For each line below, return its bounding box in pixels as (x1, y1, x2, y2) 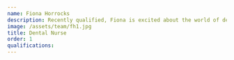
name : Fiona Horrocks (7, 10, 70, 17)
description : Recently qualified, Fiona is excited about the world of (7, 17, 219, 23)
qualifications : (7, 42, 54, 49)
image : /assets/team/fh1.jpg (7, 23, 92, 30)
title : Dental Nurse (7, 29, 68, 37)
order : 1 (7, 36, 33, 43)
